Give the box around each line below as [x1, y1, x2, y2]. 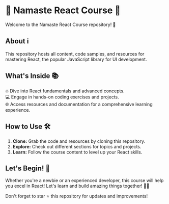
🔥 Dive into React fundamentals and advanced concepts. [5, 88, 125, 94]
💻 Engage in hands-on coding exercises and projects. [5, 94, 119, 100]
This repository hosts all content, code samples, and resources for [5, 50, 145, 57]
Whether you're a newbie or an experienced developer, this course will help [5, 177, 164, 184]
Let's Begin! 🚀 [5, 164, 50, 172]
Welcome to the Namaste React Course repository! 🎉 [5, 21, 116, 28]
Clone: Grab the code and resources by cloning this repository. [12, 138, 146, 144]
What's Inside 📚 [5, 71, 59, 81]
